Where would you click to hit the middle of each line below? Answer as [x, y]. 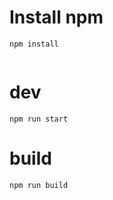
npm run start [39, 119]
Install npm [56, 17]
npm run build [39, 185]
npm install [34, 44]
